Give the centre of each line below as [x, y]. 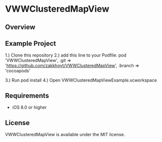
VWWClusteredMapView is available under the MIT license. [65, 135]
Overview [20, 27]
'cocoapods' [18, 71]
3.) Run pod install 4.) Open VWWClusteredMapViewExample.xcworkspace [81, 80]
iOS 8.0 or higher [29, 107]
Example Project [31, 43]
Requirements [27, 95]
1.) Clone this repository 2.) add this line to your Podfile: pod [66, 55]
